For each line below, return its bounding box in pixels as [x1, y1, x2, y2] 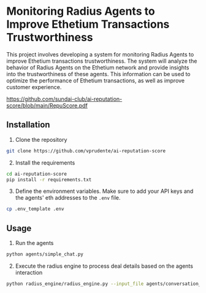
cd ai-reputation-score [6, 171, 67, 177]
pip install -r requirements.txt [6, 176, 92, 182]
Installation [6, 120, 50, 130]
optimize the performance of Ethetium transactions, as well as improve [6, 77, 185, 84]
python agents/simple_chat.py [6, 251, 84, 257]
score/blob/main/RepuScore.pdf [6, 101, 88, 109]
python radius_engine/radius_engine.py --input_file [6, 281, 144, 287]
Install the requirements [15, 158, 75, 166]
